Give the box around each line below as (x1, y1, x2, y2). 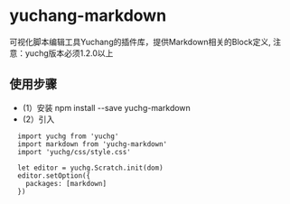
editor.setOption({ (17, 171, 91, 181)
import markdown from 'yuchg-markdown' (17, 139, 168, 149)
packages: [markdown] (25, 179, 107, 188)
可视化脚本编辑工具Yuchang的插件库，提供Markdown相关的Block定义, (9, 36, 271, 47)
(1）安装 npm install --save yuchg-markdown (22, 102, 192, 113)
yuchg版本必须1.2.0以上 (24, 47, 114, 59)
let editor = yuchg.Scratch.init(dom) (17, 163, 164, 172)
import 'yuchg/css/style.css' (17, 147, 131, 156)
